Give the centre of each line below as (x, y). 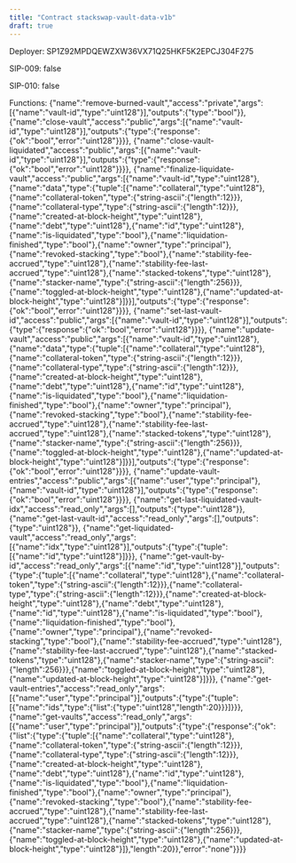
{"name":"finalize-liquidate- (183, 169)
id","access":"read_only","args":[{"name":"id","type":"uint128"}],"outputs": (144, 565)
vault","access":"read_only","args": (73, 537)
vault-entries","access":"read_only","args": (87, 688)
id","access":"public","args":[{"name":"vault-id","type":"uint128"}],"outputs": (148, 320)
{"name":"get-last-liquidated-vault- (197, 499)
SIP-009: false (35, 68)
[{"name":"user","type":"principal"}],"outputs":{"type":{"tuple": (124, 698)
